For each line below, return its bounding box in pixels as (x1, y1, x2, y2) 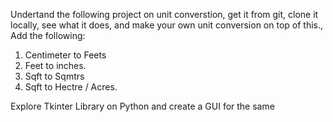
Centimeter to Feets (24, 49, 107, 61)
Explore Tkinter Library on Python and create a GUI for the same (10, 100, 275, 112)
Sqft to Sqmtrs (24, 70, 85, 82)
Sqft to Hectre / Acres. (24, 81, 118, 93)
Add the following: (10, 30, 86, 41)
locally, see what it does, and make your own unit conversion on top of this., (10, 19, 324, 31)
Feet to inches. (24, 60, 87, 71)
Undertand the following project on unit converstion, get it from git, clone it (10, 9, 319, 20)
